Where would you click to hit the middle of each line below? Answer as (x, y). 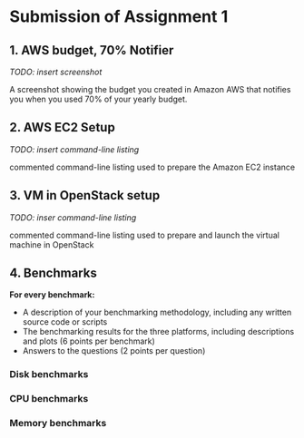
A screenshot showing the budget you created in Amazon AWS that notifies (150, 89)
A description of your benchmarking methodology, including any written (157, 312)
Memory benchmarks (58, 423)
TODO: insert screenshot (56, 72)
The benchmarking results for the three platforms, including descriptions (158, 332)
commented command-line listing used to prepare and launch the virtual (144, 235)
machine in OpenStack (52, 244)
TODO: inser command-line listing (73, 217)
